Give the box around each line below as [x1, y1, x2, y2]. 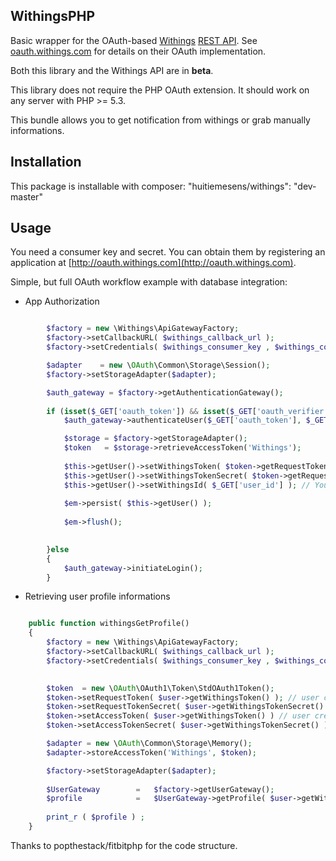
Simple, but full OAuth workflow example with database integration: [10, 276, 288, 288]
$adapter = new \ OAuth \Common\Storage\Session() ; [46, 360, 271, 371]
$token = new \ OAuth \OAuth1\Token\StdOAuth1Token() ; [46, 683, 275, 693]
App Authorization [24, 295, 100, 308]
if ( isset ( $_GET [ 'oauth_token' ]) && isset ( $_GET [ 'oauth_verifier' [46, 406, 329, 416]
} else [46, 544, 70, 554]
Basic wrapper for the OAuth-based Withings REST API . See [10, 34, 258, 46]
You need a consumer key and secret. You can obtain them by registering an [10, 246, 326, 258]
